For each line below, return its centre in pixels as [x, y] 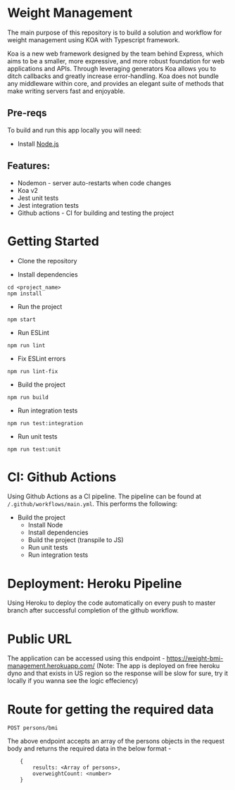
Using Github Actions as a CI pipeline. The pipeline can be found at [104, 496]
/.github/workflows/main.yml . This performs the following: [93, 504]
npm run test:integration [45, 423]
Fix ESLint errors [42, 358]
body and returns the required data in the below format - [89, 748]
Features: [29, 166]
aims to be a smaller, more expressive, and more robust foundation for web [116, 61]
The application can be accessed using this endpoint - [86, 658]
